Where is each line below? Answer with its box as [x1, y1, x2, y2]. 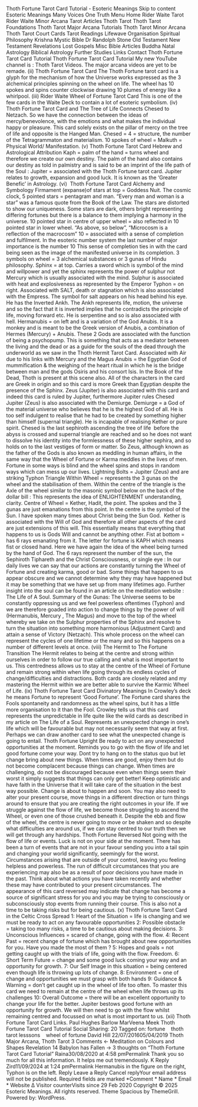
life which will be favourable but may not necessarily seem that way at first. [6, 725, 189, 732]
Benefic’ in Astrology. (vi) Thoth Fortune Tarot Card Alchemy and [6, 180, 165, 187]
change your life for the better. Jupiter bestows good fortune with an [6, 1000, 173, 1007]
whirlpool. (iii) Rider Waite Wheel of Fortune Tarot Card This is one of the [6, 92, 183, 100]
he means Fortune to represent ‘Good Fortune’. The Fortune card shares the [6, 693, 190, 700]
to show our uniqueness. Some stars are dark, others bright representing [6, 206, 183, 212]
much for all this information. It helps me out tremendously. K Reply [6, 1057, 170, 1063]
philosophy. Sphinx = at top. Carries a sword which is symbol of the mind [6, 262, 184, 269]
